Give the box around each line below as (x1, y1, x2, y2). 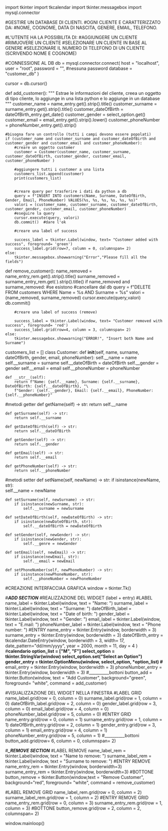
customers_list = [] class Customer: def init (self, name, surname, (5, 349, 139, 355)
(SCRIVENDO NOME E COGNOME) (5, 50, 77, 56)
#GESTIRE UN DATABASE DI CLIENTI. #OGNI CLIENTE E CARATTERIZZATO (5, 20, 161, 25)
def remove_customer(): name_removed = (5, 268, 92, 274)
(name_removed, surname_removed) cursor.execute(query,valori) (5, 295, 141, 301)
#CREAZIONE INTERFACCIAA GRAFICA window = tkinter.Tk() (5, 585, 131, 591)
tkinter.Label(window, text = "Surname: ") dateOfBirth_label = (5, 606, 132, 611)
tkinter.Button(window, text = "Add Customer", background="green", (5, 675, 146, 680)
